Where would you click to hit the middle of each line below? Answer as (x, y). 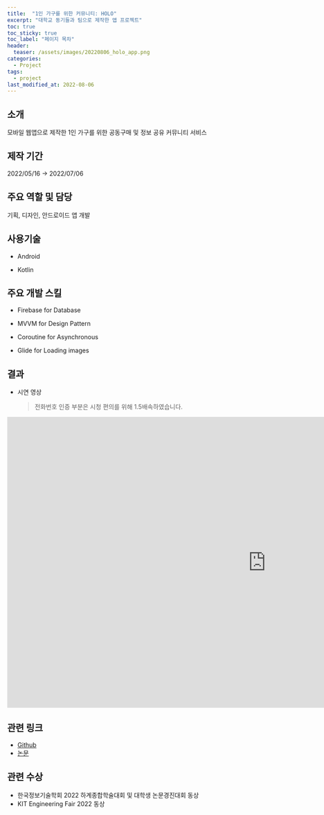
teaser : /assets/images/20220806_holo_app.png (82, 53)
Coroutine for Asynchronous (58, 337)
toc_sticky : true (32, 33)
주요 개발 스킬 (35, 293)
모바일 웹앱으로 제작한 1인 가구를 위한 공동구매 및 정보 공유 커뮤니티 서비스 (107, 132)
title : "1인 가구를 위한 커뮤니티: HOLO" (62, 14)
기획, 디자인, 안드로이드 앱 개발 (49, 215)
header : (18, 46)
